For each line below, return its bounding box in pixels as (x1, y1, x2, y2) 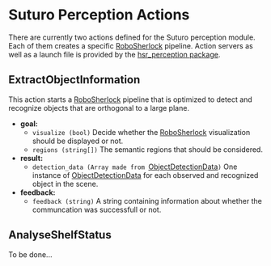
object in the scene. (32, 179, 99, 188)
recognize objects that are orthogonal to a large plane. (8, 103, 190, 112)
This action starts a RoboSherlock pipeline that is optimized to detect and (8, 95, 252, 104)
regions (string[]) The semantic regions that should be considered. (32, 144, 263, 154)
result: (19, 153, 43, 163)
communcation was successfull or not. (32, 205, 162, 214)
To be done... (8, 249, 53, 260)
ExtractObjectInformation (8, 73, 141, 87)
